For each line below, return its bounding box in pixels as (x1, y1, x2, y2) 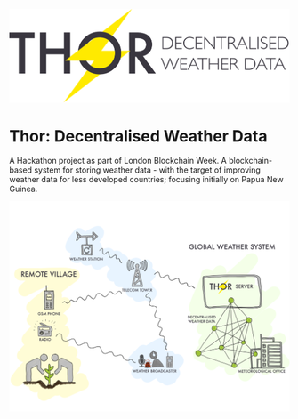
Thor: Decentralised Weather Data (9, 125, 268, 146)
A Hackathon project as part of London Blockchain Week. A (9, 156, 227, 166)
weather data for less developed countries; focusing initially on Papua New (9, 174, 284, 185)
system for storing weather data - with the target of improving (34, 165, 261, 175)
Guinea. (9, 183, 38, 195)
